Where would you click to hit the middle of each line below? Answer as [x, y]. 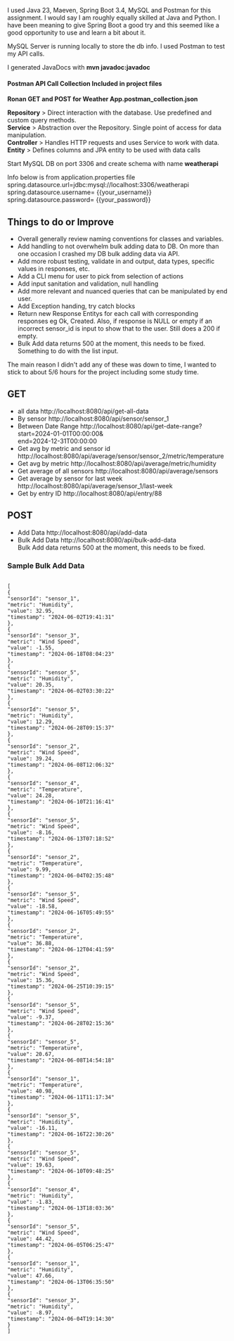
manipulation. [27, 135]
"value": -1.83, [31, 1202]
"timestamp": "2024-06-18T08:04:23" [61, 654]
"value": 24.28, [31, 795]
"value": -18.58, [33, 906]
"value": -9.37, [31, 1017]
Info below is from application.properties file [71, 177]
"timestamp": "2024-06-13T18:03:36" [61, 1208]
